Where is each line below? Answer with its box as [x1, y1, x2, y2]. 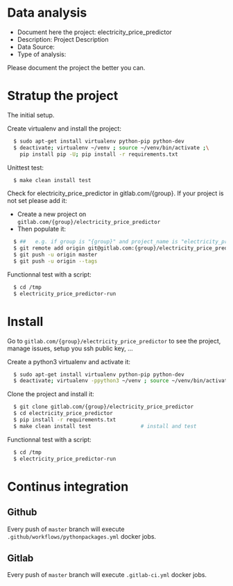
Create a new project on [17, 210, 87, 218]
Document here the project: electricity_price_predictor [17, 28, 172, 36]
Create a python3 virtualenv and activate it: [7, 357, 130, 366]
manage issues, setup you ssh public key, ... [7, 344, 133, 352]
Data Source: [17, 42, 55, 51]
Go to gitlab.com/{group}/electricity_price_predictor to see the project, [7, 336, 221, 345]
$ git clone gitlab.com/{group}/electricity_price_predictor [13, 403, 194, 411]
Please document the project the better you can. [7, 63, 146, 72]
